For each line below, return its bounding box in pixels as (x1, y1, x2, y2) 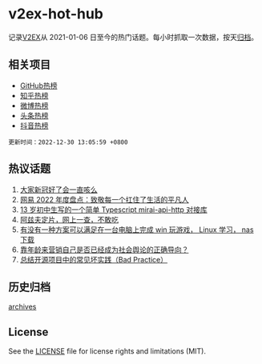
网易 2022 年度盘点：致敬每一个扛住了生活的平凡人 (19, 194, 190, 204)
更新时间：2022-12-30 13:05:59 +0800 (8, 138, 128, 146)
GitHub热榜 (19, 81, 58, 90)
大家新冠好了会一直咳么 (19, 185, 98, 194)
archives (8, 302, 37, 312)
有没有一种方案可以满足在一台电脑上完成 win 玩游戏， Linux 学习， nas (19, 225, 254, 234)
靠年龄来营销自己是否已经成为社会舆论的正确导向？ (19, 245, 189, 254)
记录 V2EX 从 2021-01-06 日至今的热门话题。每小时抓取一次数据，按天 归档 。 (8, 32, 259, 42)
